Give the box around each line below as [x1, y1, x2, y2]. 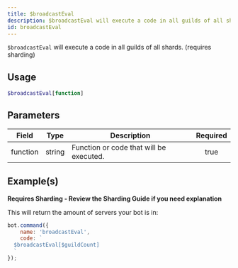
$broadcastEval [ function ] [7, 90, 84, 97]
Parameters [7, 109, 60, 121]
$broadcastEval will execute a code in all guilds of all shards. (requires [7, 43, 212, 52]
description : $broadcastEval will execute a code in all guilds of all [7, 17, 223, 24]
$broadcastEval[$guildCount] [13, 242, 100, 249]
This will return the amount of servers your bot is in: [7, 208, 159, 216]
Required [195, 130, 227, 140]
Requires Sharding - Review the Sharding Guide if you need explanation [7, 194, 222, 203]
